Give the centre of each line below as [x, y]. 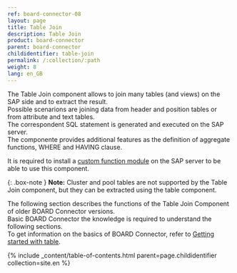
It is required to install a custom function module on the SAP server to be [114, 160]
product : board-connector [46, 41]
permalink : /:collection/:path [54, 61]
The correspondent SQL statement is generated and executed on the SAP [116, 124]
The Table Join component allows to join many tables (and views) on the [114, 94]
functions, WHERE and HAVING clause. [65, 147]
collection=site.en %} [39, 263]
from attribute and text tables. [51, 117]
